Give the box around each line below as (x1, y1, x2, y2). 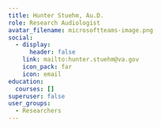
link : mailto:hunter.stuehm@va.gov (22, 56, 140, 64)
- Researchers (15, 107, 62, 115)
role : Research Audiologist (8, 19, 101, 27)
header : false (28, 48, 77, 56)
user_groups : (8, 99, 51, 107)
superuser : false (8, 92, 66, 100)
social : (8, 33, 34, 42)
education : (8, 77, 44, 85)
